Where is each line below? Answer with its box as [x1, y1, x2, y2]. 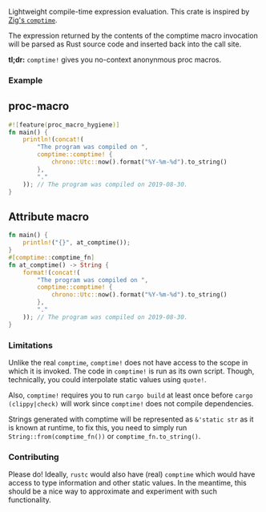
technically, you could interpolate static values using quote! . [8, 374, 207, 384]
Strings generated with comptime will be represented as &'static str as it [8, 414, 254, 424]
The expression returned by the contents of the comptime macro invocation [8, 31, 258, 40]
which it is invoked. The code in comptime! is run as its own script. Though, [8, 366, 255, 376]
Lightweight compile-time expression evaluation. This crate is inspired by [8, 7, 250, 16]
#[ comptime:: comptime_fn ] [8, 253, 95, 261]
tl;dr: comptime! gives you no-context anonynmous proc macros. [8, 55, 222, 64]
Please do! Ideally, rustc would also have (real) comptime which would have [8, 470, 256, 479]
